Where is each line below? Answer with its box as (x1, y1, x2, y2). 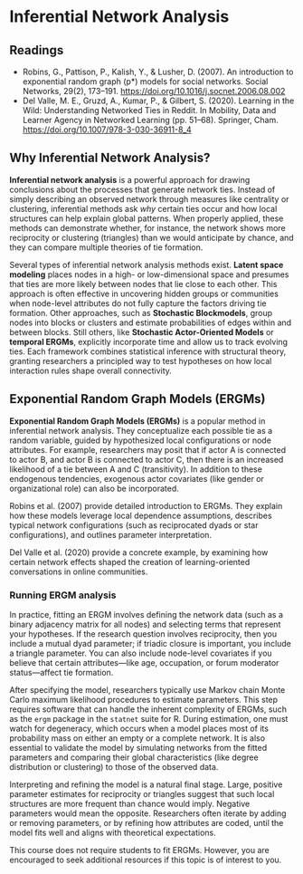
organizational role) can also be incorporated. (9, 483, 179, 494)
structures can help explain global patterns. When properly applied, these (9, 213, 284, 224)
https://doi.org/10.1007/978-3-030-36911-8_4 (22, 124, 192, 135)
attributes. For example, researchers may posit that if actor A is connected (9, 444, 287, 455)
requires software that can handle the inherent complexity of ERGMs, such (9, 704, 288, 715)
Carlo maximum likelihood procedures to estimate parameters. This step (9, 694, 279, 705)
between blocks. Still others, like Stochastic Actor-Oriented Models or (9, 326, 274, 337)
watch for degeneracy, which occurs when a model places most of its (9, 723, 270, 734)
